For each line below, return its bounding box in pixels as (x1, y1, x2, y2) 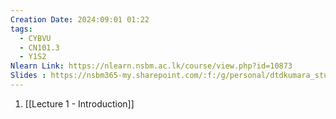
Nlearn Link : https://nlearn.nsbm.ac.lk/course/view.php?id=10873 (10, 61, 293, 71)
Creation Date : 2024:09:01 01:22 (10, 14, 150, 25)
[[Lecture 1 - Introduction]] (24, 97, 135, 110)
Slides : (10, 71, 47, 81)
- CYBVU (19, 33, 52, 43)
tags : (10, 24, 33, 34)
